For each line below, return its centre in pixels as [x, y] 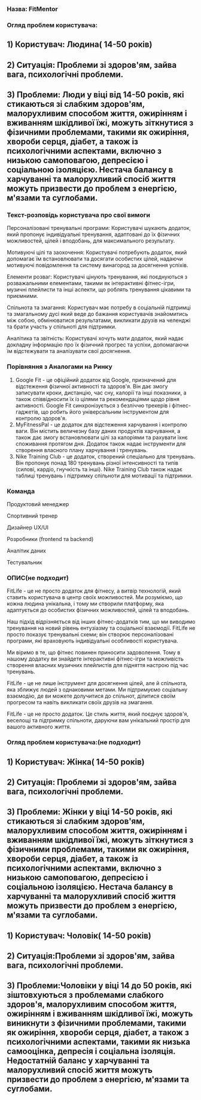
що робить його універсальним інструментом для [105, 412]
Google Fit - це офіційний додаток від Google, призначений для [96, 379]
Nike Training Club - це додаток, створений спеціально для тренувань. [105, 456]
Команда [21, 491]
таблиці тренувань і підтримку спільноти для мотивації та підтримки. [104, 476]
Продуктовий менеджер [38, 504]
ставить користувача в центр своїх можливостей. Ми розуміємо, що [95, 597]
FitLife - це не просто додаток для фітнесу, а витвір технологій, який [94, 591]
